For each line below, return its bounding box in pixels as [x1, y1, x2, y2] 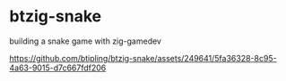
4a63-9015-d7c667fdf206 [9, 62, 107, 73]
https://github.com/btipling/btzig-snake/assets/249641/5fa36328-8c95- [9, 53, 277, 63]
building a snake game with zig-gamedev [9, 36, 161, 46]
